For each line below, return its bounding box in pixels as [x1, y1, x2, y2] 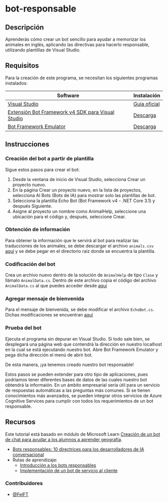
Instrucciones [5, 140, 49, 148]
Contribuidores [5, 480, 43, 487]
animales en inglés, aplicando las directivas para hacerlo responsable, [5, 42, 150, 48]
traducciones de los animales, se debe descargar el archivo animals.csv [5, 243, 154, 249]
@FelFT [12, 491, 28, 497]
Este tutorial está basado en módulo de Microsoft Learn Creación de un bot [5, 431, 160, 437]
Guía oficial [133, 100, 160, 107]
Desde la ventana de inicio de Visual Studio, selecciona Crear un [12, 176, 146, 182]
